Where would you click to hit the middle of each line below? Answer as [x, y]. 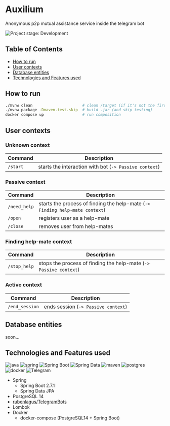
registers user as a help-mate [74, 218]
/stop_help [21, 267]
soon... [12, 337]
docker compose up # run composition [63, 115]
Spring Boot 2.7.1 [37, 386]
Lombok [21, 407]
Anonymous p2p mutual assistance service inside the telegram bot [75, 23]
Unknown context [28, 145]
